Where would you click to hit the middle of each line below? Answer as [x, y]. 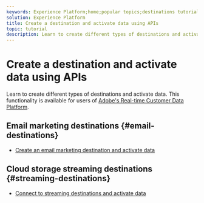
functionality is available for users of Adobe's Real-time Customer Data [95, 101]
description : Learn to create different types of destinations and [93, 35]
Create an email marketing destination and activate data [85, 150]
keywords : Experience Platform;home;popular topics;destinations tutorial [103, 12]
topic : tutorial [27, 29]
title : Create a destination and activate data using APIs [83, 23]
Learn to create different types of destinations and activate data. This [93, 94]
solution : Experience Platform [46, 18]
